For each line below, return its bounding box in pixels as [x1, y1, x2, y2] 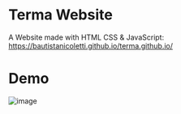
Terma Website [8, 6, 114, 24]
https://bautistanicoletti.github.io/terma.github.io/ [8, 40, 173, 50]
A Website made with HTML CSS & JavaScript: [8, 32, 165, 42]
